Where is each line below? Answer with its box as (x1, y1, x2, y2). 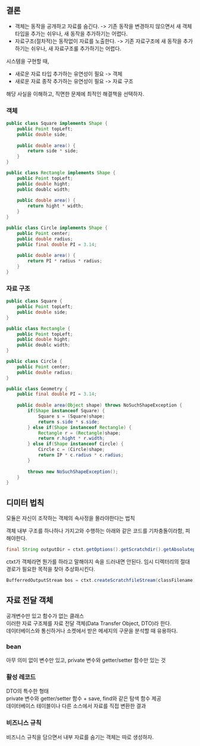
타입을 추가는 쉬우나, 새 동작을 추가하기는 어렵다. (14, 30, 128, 37)
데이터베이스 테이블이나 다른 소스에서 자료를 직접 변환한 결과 (6, 703, 146, 710)
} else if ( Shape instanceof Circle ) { (27, 441, 124, 447)
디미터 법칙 (6, 497, 45, 507)
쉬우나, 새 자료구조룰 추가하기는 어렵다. (30, 45, 122, 52)
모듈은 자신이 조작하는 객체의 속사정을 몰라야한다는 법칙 (6, 515, 135, 522)
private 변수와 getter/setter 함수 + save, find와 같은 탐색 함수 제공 (6, 695, 162, 702)
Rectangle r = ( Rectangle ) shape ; (37, 430, 121, 436)
